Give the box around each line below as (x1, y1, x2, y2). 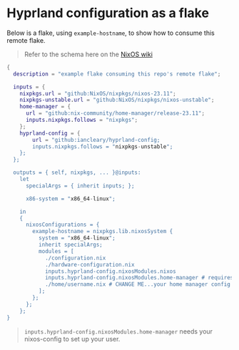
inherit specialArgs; (38, 241, 103, 249)
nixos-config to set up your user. (24, 334, 121, 343)
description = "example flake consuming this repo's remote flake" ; (13, 70, 221, 78)
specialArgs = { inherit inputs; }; (25, 182, 135, 190)
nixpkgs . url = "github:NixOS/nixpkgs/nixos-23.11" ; (19, 90, 176, 97)
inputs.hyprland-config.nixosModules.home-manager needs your (24, 326, 213, 336)
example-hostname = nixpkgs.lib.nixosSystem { (32, 228, 173, 235)
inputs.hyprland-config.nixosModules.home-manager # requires (44, 274, 234, 282)
